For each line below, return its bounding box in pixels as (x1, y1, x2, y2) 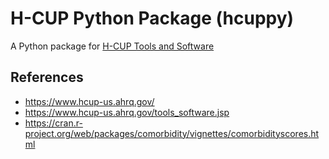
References (10, 69, 84, 86)
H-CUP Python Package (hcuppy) (10, 7, 295, 30)
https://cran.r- (24, 117, 83, 129)
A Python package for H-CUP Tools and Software (10, 40, 215, 52)
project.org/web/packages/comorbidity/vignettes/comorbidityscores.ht (24, 127, 320, 139)
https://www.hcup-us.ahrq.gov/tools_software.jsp (24, 106, 230, 118)
